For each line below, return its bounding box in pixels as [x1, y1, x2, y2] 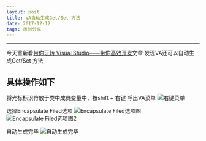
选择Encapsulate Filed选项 [6, 107, 73, 115]
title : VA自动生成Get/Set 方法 [6, 15, 81, 21]
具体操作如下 [6, 77, 55, 87]
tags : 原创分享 [6, 26, 42, 32]
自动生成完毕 [6, 128, 39, 135]
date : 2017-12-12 [6, 20, 51, 26]
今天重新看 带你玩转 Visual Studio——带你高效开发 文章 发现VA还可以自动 [6, 50, 189, 57]
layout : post [6, 9, 40, 15]
